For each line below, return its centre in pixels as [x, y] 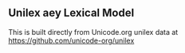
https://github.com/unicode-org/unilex [71, 40]
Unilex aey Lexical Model [71, 13]
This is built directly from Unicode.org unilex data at [93, 32]
